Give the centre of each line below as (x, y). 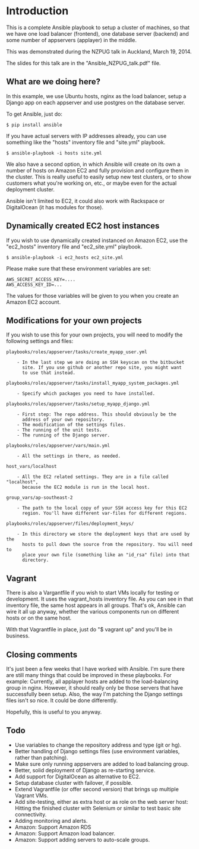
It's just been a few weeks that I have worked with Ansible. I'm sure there (96, 669)
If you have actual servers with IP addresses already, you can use (86, 136)
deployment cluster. (30, 189)
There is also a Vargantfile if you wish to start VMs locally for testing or (93, 593)
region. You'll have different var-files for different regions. (104, 513)
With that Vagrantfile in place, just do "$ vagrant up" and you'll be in (89, 630)
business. (18, 636)
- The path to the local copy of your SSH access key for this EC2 (102, 508)
